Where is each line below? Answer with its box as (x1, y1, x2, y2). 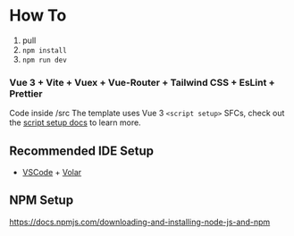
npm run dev (21, 55, 67, 64)
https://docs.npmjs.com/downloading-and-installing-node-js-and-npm (9, 216, 271, 227)
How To (9, 5, 67, 26)
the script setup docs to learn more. (9, 117, 141, 128)
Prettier (9, 87, 43, 99)
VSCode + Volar (21, 167, 82, 178)
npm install (21, 46, 67, 55)
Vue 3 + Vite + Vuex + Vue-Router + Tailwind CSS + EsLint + (9, 76, 275, 88)
